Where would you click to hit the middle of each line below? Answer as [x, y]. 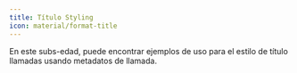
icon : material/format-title [63, 26]
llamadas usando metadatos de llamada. [83, 61]
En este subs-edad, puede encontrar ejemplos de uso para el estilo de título [148, 51]
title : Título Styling [51, 17]
